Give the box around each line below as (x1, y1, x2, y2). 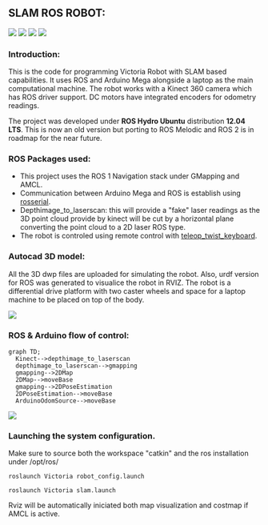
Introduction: (8, 48, 61, 59)
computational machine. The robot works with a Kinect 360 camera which (8, 84, 252, 94)
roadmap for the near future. (8, 134, 102, 143)
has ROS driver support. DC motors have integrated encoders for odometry (8, 92, 257, 102)
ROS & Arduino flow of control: (8, 330, 130, 341)
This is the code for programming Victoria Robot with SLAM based (8, 67, 227, 77)
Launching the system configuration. (8, 430, 156, 441)
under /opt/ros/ (8, 457, 58, 467)
